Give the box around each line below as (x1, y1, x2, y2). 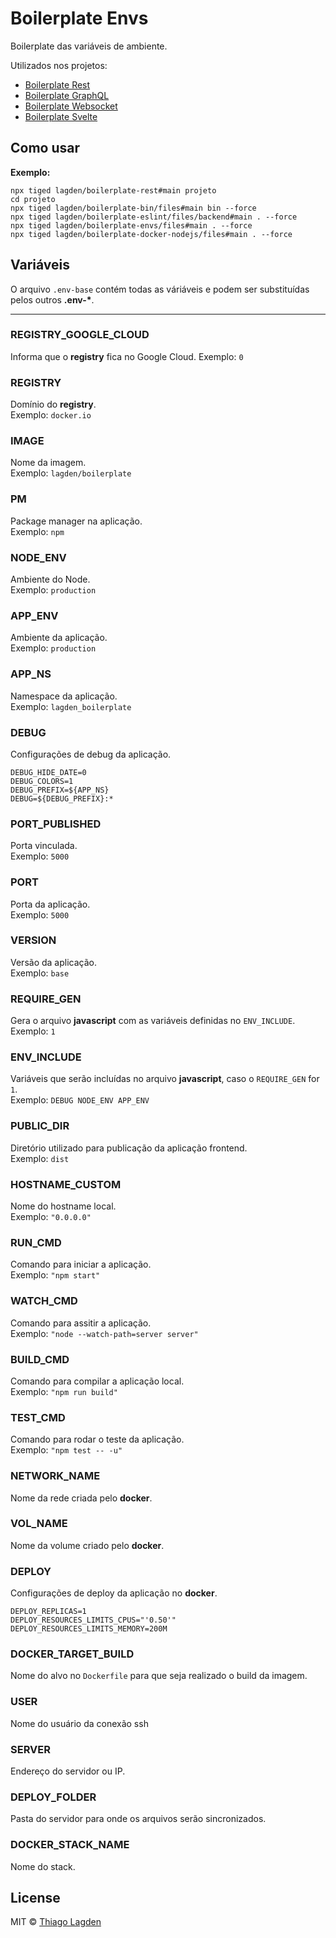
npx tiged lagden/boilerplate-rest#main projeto (10, 185, 217, 196)
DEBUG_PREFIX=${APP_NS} (10, 785, 110, 795)
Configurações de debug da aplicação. (10, 748, 172, 760)
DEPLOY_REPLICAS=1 (10, 1607, 87, 1617)
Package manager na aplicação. (10, 515, 143, 527)
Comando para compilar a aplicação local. (10, 1375, 185, 1387)
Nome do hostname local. (10, 1200, 117, 1212)
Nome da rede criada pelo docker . (10, 1492, 153, 1504)
